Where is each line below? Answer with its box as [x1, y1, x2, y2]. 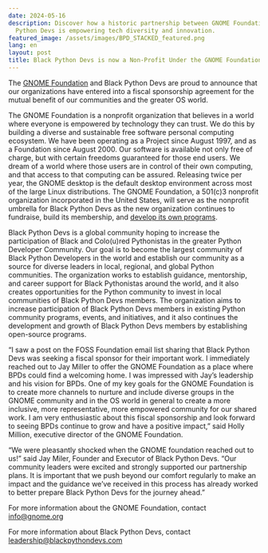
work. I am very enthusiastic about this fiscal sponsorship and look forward [8, 413, 255, 422]
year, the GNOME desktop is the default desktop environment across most [8, 178, 253, 188]
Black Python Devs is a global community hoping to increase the [8, 227, 220, 237]
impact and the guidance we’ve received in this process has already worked [8, 479, 258, 488]
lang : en [8, 41, 37, 49]
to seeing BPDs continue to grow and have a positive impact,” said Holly [8, 421, 245, 431]
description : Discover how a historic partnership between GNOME [8, 19, 230, 27]
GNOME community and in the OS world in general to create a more [8, 396, 231, 405]
